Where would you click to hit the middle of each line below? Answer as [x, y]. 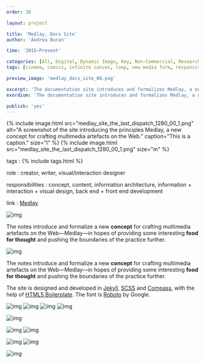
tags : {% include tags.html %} [45, 161]
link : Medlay [22, 203]
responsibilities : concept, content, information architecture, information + [99, 185]
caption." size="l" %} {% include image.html [62, 143]
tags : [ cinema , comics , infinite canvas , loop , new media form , [90, 68]
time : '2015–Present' [34, 51]
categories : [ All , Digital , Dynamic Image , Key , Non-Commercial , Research [103, 62]
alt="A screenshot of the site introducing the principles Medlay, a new [94, 130]
